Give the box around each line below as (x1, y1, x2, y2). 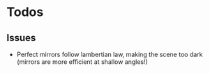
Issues (6, 32, 36, 44)
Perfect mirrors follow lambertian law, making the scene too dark (16, 50, 203, 58)
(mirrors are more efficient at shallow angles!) (16, 58, 148, 66)
